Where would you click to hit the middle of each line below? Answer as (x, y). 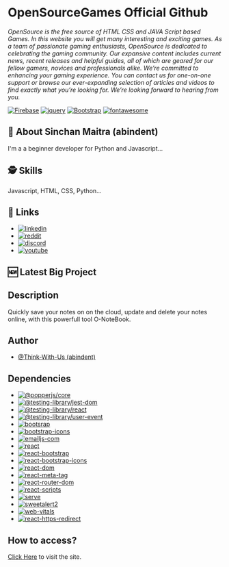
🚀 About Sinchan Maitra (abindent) (83, 132)
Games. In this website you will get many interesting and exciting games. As (115, 38)
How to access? (42, 540)
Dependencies (39, 378)
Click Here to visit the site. (45, 557)
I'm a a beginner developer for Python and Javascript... (85, 148)
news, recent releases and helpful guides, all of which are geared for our (111, 60)
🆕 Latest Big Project (52, 272)
